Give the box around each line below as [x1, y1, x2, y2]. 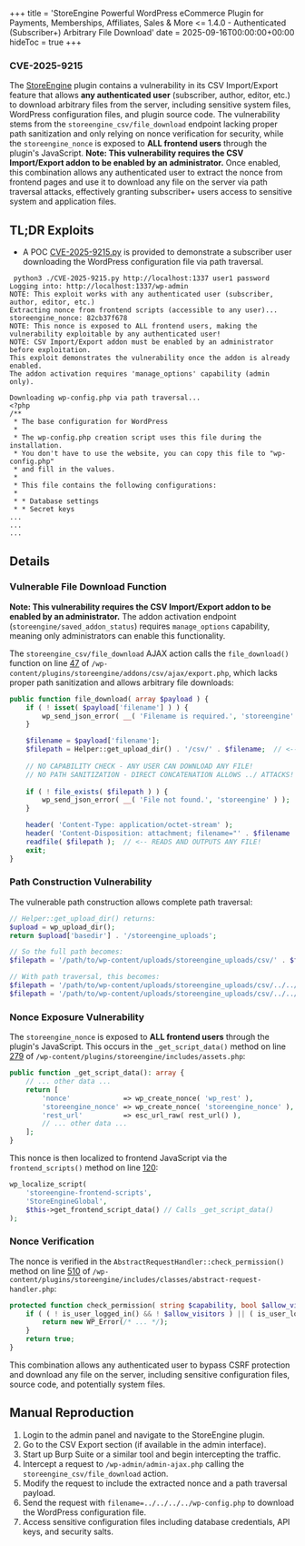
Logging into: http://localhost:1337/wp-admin [9, 282, 189, 291]
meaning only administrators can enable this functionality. [9, 630, 226, 641]
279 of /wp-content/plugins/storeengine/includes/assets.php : [9, 1051, 246, 1062]
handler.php [9, 1285, 54, 1294]
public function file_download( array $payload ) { [9, 694, 209, 703]
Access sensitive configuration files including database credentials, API [22, 1516, 290, 1527]
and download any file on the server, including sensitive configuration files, [9, 1369, 290, 1379]
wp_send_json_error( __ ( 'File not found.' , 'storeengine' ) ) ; [42, 795, 290, 804]
